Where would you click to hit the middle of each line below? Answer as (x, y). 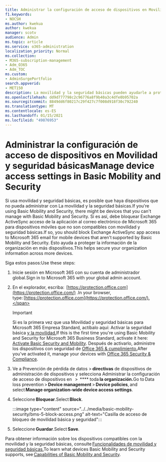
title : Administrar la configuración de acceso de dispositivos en (76, 10)
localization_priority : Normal (37, 51)
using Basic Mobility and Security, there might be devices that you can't (78, 211)
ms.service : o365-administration (40, 47)
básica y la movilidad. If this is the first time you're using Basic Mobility (84, 333)
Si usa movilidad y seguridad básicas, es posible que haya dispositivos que (82, 201)
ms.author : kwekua (24, 24)
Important (22, 312)
